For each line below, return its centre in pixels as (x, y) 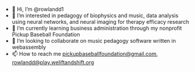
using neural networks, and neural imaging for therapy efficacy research (100, 22)
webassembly (29, 47)
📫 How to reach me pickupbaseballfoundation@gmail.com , (85, 54)
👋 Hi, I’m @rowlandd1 (38, 9)
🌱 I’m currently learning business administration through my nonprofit (97, 28)
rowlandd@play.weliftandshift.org (53, 62)
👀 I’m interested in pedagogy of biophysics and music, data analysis (95, 15)
